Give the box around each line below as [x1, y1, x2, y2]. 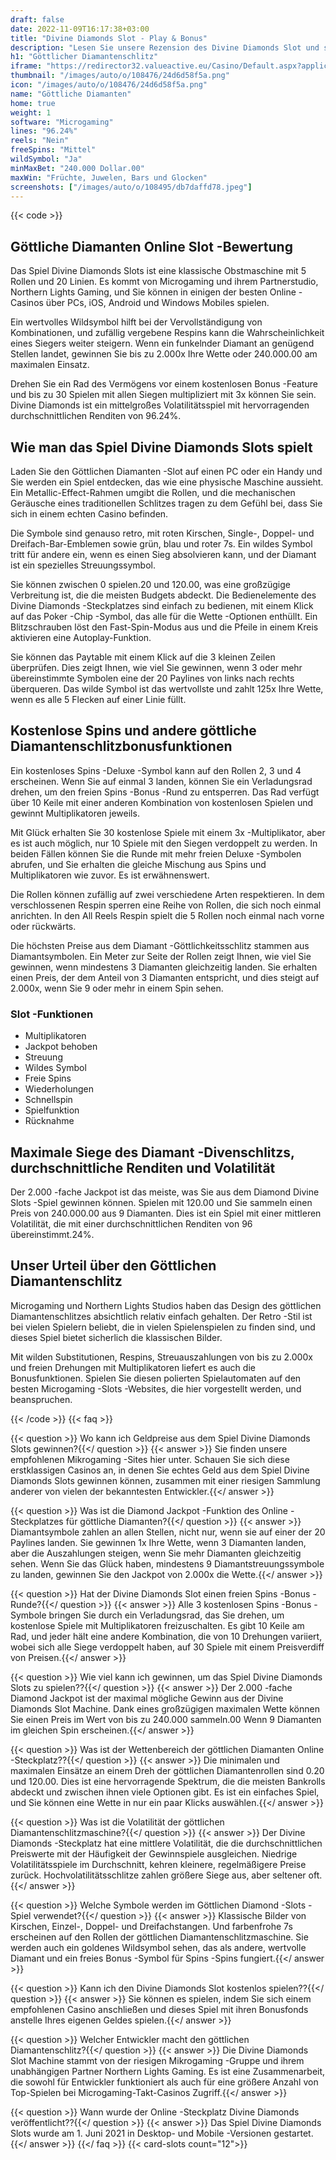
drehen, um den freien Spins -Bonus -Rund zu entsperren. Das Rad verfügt [10, 786, 320, 798]
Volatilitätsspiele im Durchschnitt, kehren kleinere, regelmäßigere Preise [10, 1858, 307, 1870]
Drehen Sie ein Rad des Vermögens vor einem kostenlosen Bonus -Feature [10, 378, 318, 390]
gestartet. [273, 2127, 314, 2139]
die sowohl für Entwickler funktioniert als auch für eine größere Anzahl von [10, 2076, 319, 2088]
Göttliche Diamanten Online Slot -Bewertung [10, 238, 293, 255]
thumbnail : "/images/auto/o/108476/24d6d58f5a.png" [10, 71, 230, 81]
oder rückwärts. [10, 920, 77, 932]
